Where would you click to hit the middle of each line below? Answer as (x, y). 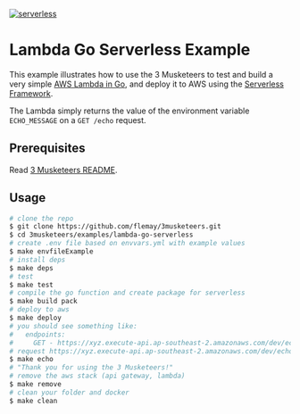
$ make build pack (43, 302)
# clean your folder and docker (69, 393)
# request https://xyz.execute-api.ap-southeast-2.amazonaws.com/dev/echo (151, 351)
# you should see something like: (74, 326)
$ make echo (31, 360)
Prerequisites (47, 149)
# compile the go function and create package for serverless (127, 293)
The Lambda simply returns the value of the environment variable (129, 111)
